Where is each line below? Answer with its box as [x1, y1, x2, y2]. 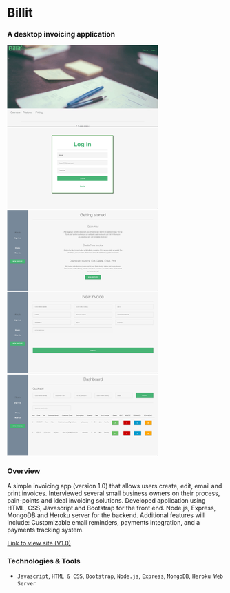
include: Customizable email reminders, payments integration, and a [7, 519, 200, 527]
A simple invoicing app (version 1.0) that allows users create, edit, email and [7, 482, 222, 490]
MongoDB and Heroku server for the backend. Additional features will [7, 511, 205, 519]
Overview [7, 466, 41, 476]
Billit [7, 5, 33, 21]
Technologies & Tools [7, 556, 81, 566]
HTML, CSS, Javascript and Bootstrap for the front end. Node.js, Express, [7, 504, 216, 512]
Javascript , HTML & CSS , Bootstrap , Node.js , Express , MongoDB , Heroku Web [17, 572, 224, 580]
